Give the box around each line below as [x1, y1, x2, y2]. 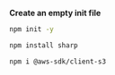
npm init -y [9, 25, 54, 34]
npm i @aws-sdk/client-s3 [9, 57, 106, 66]
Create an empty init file [9, 8, 102, 18]
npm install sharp [9, 40, 78, 50]
